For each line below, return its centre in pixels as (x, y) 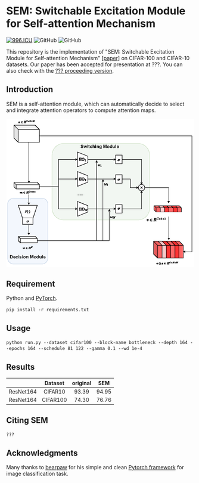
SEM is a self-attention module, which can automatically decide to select (95, 104)
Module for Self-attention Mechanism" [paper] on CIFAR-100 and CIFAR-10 (98, 58)
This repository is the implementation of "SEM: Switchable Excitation (90, 51)
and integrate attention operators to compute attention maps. (81, 110)
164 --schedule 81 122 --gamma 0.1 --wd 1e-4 (85, 349)
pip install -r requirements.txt (48, 310)
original (82, 383)
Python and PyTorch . (32, 298)
